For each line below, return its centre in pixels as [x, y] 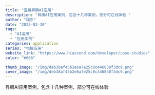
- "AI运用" [21, 34]
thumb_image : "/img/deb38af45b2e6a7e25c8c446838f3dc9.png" [70, 67]
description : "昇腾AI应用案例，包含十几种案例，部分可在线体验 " [68, 15]
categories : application [32, 44]
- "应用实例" [22, 39]
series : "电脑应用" [25, 48]
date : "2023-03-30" [26, 24]
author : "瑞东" [21, 20]
